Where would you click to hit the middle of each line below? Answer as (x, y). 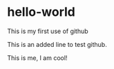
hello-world (41, 12)
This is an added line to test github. (57, 44)
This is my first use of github (48, 31)
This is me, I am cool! (37, 58)
